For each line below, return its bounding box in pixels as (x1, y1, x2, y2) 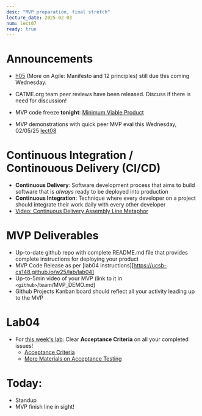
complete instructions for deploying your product (15, 255, 139, 263)
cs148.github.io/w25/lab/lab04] (15, 269, 95, 276)
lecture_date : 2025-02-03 (6, 15, 72, 21)
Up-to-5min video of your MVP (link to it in (15, 275, 123, 282)
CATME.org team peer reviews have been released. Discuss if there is (15, 91, 191, 98)
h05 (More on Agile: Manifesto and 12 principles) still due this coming (15, 72, 190, 80)
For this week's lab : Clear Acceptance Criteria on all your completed (15, 336, 189, 343)
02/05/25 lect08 (15, 127, 57, 135)
